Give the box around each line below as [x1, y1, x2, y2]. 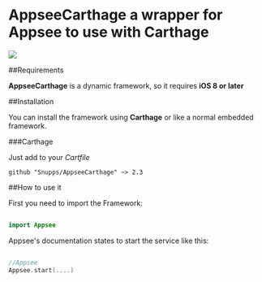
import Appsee [8, 221, 57, 229]
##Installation [8, 96, 54, 106]
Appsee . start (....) [8, 266, 75, 274]
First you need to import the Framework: [8, 197, 144, 208]
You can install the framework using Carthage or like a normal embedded [8, 112, 254, 122]
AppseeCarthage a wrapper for [8, 6, 223, 24]
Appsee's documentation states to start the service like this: [8, 236, 209, 245]
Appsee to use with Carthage [8, 23, 209, 41]
